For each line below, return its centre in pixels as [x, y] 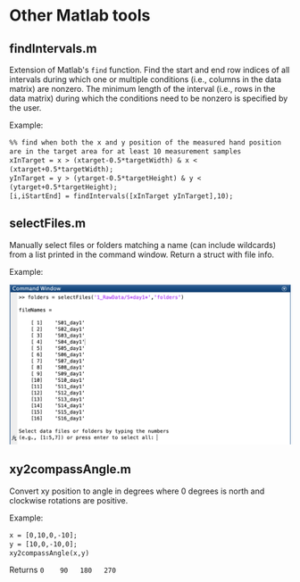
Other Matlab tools [80, 16]
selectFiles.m [48, 224]
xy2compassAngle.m [71, 470]
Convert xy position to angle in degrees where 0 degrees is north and [137, 491]
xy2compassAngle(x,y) [50, 553]
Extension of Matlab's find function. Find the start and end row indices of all [150, 70]
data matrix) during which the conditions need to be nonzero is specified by [149, 98]
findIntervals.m [53, 49]
